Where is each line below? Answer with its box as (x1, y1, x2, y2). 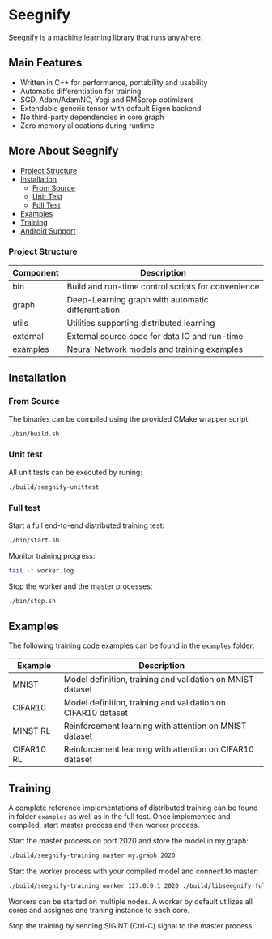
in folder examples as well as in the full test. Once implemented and (8, 812, 231, 821)
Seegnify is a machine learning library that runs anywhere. (8, 32, 203, 42)
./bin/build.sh (8, 430, 60, 438)
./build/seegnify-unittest (8, 482, 100, 491)
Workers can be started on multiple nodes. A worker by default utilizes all (8, 896, 253, 906)
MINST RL (12, 726, 51, 737)
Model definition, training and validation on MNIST (63, 674, 254, 685)
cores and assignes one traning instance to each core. (8, 905, 190, 915)
